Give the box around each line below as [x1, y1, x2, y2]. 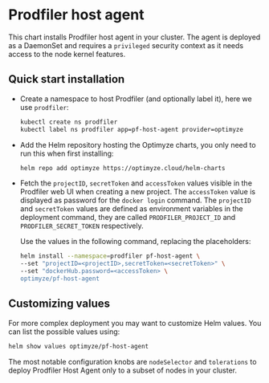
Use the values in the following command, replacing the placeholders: [19, 237, 251, 247]
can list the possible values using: [8, 327, 120, 336]
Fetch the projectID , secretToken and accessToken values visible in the [19, 178, 253, 188]
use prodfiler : [19, 102, 70, 112]
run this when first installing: [19, 149, 114, 158]
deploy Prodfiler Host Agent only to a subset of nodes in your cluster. [8, 365, 238, 375]
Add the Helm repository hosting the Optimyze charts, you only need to [19, 140, 256, 149]
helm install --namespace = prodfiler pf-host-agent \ [19, 252, 201, 260]
